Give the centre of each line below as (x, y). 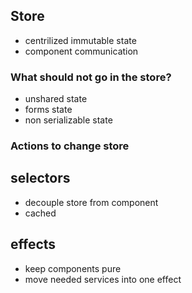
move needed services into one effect (103, 279)
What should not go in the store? (91, 77)
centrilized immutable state (80, 40)
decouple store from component (91, 202)
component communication (81, 51)
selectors (40, 178)
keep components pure (73, 268)
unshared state (56, 99)
